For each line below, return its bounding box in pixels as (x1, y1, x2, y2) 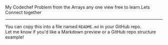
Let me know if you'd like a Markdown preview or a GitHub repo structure (5, 29, 156, 35)
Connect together (5, 9, 41, 15)
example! (5, 34, 24, 40)
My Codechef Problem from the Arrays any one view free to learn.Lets (5, 4, 150, 10)
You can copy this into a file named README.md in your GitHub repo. (5, 24, 141, 29)
